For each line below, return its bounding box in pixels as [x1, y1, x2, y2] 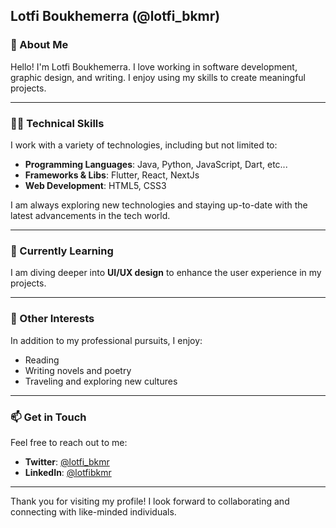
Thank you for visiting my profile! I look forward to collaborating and [10, 495, 290, 507]
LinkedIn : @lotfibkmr [24, 466, 112, 478]
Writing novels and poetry [24, 364, 132, 376]
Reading [24, 354, 60, 366]
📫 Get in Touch [10, 410, 87, 424]
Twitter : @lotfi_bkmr [24, 455, 110, 468]
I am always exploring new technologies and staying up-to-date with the [10, 199, 308, 211]
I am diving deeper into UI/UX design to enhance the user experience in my [10, 267, 322, 279]
